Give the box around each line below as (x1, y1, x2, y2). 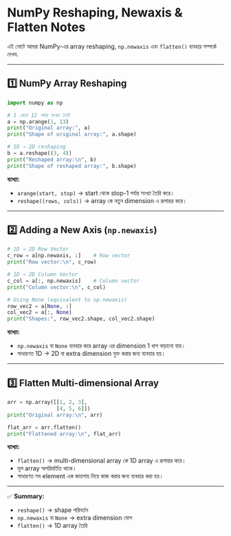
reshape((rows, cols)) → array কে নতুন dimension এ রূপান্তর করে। (16, 196, 188, 204)
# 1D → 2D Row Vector (7, 246, 69, 253)
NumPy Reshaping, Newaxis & (7, 5, 184, 21)
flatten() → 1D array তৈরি (16, 522, 88, 530)
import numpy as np (7, 99, 63, 106)
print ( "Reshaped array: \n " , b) (7, 156, 97, 163)
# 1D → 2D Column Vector (7, 271, 78, 278)
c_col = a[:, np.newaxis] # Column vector (7, 277, 140, 284)
